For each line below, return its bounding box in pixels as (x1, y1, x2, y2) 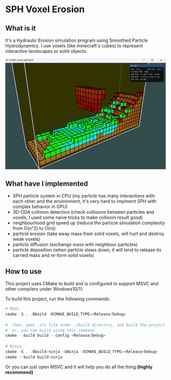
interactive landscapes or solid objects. (5, 48, 88, 54)
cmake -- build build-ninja (5, 355, 63, 360)
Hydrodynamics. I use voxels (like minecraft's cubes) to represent (5, 43, 144, 49)
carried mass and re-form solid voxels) (12, 252, 94, 258)
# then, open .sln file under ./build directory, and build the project (5, 322, 165, 328)
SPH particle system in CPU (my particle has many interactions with (12, 193, 155, 199)
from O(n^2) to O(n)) (12, 225, 56, 231)
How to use (5, 267, 42, 276)
